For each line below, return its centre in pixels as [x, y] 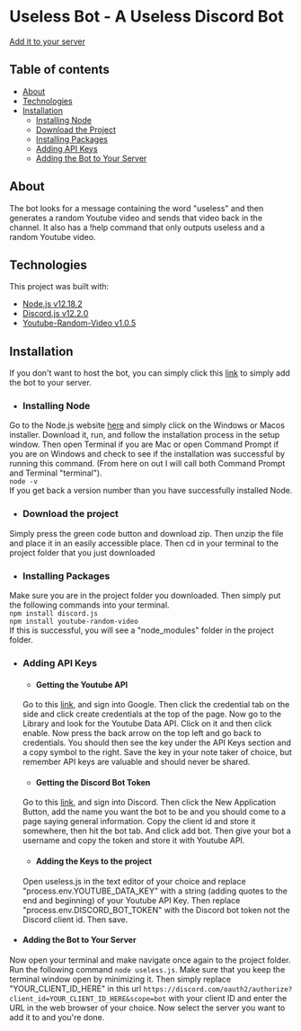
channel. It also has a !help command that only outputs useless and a [137, 227]
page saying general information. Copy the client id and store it [139, 822]
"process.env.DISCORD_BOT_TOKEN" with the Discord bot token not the [156, 910]
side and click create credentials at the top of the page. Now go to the [152, 714]
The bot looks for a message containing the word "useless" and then [137, 208]
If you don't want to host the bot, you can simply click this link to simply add [150, 373]
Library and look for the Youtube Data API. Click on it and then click [147, 724]
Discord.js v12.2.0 [55, 314]
